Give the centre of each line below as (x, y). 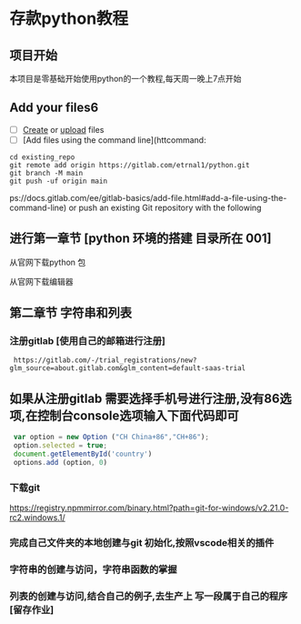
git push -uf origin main (58, 181)
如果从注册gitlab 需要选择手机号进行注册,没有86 (145, 398)
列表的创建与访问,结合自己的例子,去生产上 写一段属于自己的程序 (149, 596)
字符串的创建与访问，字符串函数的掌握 (93, 569)
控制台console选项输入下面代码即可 (138, 415)
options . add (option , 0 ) (60, 462)
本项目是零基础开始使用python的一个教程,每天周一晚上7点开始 (125, 79)
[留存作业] (32, 609)
